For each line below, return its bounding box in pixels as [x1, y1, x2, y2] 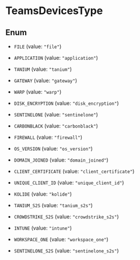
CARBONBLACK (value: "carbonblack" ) [13, 122, 99, 129]
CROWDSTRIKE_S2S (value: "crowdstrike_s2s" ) [13, 213, 119, 220]
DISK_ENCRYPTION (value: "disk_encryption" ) [13, 100, 119, 107]
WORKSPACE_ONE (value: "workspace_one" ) [13, 236, 108, 242]
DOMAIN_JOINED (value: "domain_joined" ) [13, 156, 108, 163]
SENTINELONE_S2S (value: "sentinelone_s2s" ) [13, 247, 119, 254]
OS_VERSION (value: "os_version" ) [13, 145, 93, 152]
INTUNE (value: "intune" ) [13, 224, 72, 231]
